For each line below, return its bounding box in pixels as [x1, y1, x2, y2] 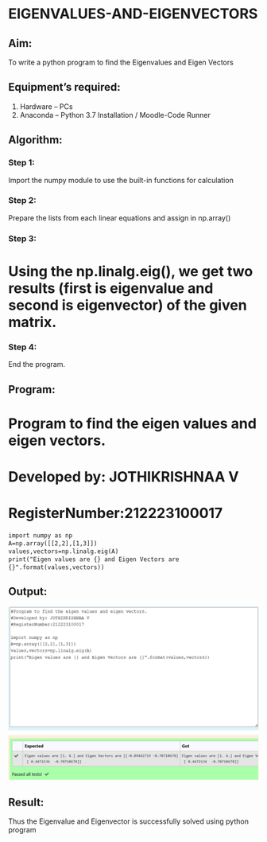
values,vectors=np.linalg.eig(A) [8, 547, 119, 555]
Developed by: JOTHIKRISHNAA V [8, 467, 239, 485]
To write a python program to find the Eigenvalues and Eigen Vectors [8, 57, 234, 67]
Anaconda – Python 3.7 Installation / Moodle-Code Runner [19, 110, 211, 119]
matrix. [8, 313, 57, 331]
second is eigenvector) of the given [8, 296, 248, 314]
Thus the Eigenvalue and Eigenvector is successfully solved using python [8, 817, 249, 826]
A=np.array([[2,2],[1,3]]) [8, 539, 98, 548]
